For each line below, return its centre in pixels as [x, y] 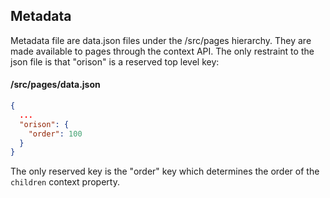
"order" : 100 [55, 134]
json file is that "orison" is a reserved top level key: [115, 61]
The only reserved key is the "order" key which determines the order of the [165, 171]
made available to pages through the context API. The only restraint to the [162, 51]
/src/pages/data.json [55, 85]
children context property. [65, 182]
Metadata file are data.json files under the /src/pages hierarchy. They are [161, 40]
